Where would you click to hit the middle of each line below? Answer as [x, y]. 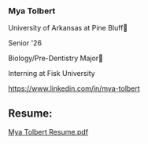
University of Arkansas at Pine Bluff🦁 [68, 28]
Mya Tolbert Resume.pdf [48, 132]
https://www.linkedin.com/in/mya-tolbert [74, 88]
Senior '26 [25, 43]
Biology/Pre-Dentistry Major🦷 [56, 58]
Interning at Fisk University [52, 74]
